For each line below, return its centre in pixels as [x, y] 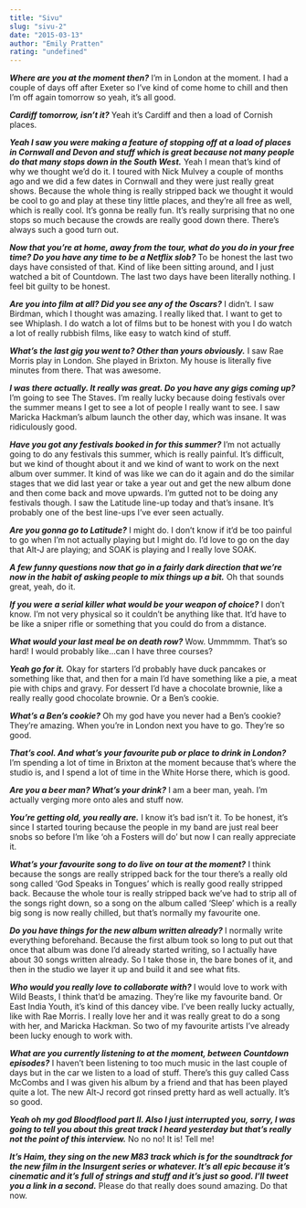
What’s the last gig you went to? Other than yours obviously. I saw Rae [147, 351]
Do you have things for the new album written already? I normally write [146, 931]
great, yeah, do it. [42, 587]
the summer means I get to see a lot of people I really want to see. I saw [145, 408]
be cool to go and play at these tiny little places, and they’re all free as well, [151, 201]
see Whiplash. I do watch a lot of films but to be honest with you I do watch [151, 323]
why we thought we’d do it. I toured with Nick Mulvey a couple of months [147, 172]
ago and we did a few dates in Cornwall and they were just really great [142, 181]
